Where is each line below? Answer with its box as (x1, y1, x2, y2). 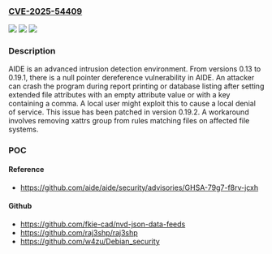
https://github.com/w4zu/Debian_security (19, 236, 160, 246)
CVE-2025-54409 (8, 6, 83, 17)
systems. (8, 124, 39, 134)
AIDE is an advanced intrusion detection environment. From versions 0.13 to (8, 63, 261, 74)
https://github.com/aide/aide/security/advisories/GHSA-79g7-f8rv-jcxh (19, 183, 258, 192)
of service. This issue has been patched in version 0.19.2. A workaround (8, 107, 249, 117)
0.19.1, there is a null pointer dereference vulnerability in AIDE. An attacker (8, 72, 255, 82)
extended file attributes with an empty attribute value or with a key (8, 89, 231, 99)
